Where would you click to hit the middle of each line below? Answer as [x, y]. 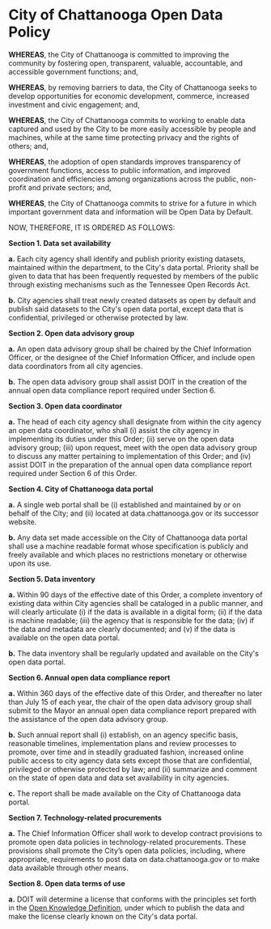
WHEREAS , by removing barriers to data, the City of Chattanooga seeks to [133, 87]
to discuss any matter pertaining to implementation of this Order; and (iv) [130, 456]
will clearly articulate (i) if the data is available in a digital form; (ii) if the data [135, 612]
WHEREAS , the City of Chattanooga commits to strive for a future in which [133, 203]
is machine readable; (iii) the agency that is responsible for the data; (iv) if [131, 620]
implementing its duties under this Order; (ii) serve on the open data [121, 439]
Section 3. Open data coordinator [66, 405]
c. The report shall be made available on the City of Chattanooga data [125, 793]
